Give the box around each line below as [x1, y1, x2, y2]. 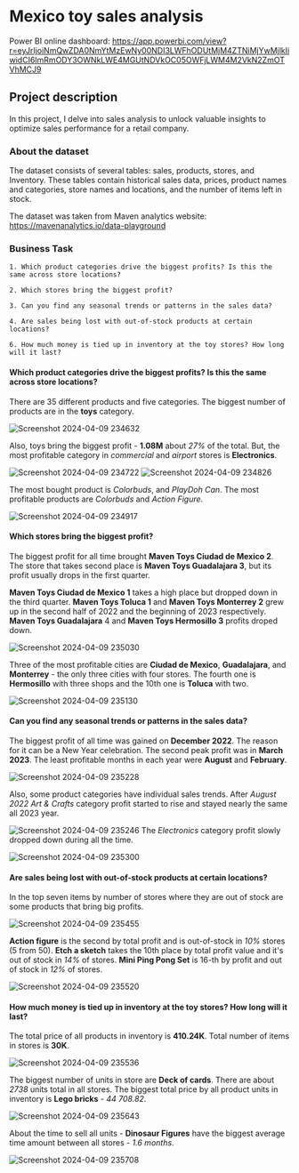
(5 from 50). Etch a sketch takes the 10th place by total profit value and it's [9, 945, 284, 956]
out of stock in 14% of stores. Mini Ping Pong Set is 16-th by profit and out [9, 954, 282, 966]
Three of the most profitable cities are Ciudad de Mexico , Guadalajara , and [9, 659, 287, 670]
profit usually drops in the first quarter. [9, 569, 151, 580]
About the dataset [9, 145, 89, 157]
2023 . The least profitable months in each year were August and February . [9, 754, 287, 765]
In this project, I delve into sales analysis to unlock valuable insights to [9, 113, 267, 124]
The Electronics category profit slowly [141, 824, 281, 835]
